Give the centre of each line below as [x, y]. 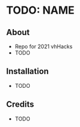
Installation [27, 72]
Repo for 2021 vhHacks [44, 46]
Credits [20, 104]
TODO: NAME [40, 10]
